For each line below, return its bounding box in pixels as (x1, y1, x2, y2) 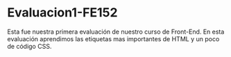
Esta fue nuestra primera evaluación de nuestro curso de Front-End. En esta (7, 27, 225, 36)
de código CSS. (7, 42, 52, 50)
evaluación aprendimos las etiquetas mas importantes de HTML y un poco (7, 34, 220, 43)
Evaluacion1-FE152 (7, 5, 118, 21)
